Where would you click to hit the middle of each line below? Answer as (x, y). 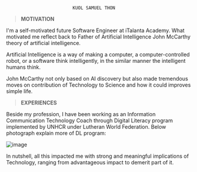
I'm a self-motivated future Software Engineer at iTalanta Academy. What (96, 30)
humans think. (23, 67)
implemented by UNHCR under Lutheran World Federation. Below (86, 127)
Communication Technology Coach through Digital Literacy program (90, 120)
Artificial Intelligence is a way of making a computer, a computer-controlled (98, 55)
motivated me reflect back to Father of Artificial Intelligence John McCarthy (99, 37)
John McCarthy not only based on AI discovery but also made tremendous (97, 79)
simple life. (19, 91)
